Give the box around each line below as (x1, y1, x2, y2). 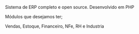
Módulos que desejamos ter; (5, 14, 63, 19)
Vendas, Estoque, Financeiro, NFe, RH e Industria (5, 23, 104, 29)
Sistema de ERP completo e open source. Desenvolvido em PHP (5, 4, 135, 10)
